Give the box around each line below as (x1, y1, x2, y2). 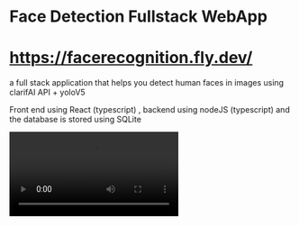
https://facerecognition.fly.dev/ (9, 48, 253, 68)
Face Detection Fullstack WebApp (9, 6, 268, 27)
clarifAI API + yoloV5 (9, 87, 86, 98)
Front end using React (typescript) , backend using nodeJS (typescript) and (9, 104, 290, 115)
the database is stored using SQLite (9, 114, 142, 125)
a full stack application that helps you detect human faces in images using (9, 77, 285, 88)
